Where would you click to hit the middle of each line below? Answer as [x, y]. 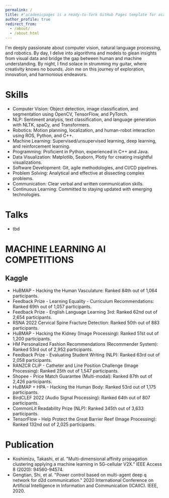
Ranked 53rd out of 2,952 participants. [53, 349]
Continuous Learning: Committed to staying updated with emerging [82, 189]
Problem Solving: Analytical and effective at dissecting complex [78, 173]
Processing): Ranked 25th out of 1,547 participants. [66, 370]
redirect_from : [21, 24]
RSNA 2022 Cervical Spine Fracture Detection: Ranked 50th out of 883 [86, 323]
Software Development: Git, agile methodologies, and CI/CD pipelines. [85, 167]
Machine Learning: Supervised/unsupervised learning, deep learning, [84, 141]
